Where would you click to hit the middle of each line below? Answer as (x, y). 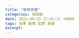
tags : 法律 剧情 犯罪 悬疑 (30, 23)
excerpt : (14, 28)
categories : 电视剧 (24, 14)
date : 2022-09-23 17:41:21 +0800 (40, 19)
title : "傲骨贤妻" (23, 10)
